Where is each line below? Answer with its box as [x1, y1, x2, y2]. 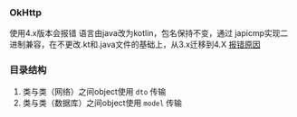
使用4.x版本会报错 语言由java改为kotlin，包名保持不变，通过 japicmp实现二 [9, 28, 289, 39]
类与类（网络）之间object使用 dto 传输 [22, 85, 167, 96]
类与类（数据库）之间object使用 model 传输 [22, 97, 183, 108]
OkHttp [9, 6, 43, 19]
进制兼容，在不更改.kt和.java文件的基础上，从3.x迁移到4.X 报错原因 [9, 39, 261, 50]
